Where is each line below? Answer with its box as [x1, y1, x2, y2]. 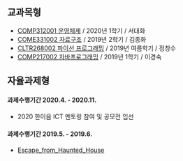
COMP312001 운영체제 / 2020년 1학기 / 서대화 [17, 26, 145, 35]
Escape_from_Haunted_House [17, 146, 105, 154]
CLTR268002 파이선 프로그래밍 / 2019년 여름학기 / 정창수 [17, 44, 177, 52]
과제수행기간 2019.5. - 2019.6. [7, 130, 93, 138]
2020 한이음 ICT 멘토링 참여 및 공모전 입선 [17, 112, 134, 121]
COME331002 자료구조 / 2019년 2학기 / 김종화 [17, 35, 147, 43]
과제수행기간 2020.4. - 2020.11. [7, 95, 97, 104]
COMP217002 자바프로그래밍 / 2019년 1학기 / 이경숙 [17, 52, 162, 61]
